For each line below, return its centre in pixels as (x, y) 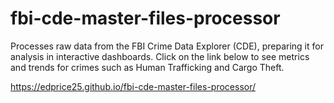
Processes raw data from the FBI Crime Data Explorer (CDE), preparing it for (167, 46)
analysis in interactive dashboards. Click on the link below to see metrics (160, 56)
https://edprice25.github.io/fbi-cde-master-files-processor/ (133, 86)
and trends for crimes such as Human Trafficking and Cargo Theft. (147, 67)
